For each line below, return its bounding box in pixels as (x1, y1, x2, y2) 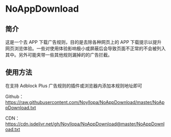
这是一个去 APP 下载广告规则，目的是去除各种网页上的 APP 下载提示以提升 (5, 39, 162, 45)
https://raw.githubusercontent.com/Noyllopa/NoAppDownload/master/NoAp (5, 99, 165, 105)
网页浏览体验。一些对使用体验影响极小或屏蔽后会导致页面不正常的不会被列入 (5, 45, 166, 51)
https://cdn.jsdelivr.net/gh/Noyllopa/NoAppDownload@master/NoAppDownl (5, 121, 165, 127)
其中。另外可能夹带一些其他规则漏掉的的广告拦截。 (5, 52, 112, 58)
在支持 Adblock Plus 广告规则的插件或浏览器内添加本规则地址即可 (5, 83, 142, 89)
